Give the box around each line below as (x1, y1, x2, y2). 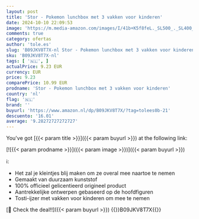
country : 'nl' (6, 91, 41, 97)
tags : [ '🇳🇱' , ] (6, 58, 49, 64)
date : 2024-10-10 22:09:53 (6, 19, 73, 25)
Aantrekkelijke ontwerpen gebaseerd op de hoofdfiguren (14, 188, 153, 195)
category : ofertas (6, 36, 52, 42)
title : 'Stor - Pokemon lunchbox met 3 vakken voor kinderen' (6, 14, 163, 20)
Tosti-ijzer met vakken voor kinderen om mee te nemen (14, 195, 150, 202)
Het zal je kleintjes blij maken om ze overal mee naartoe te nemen (14, 169, 175, 177)
